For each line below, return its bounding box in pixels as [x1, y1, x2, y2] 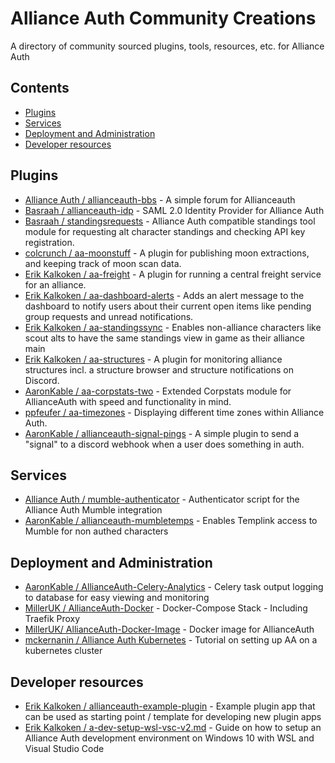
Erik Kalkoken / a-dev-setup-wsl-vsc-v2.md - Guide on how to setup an [24, 722, 322, 733]
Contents [10, 80, 70, 97]
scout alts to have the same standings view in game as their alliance [24, 332, 306, 344]
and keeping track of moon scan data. [24, 257, 182, 269]
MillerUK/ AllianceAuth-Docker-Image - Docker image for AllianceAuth [24, 623, 315, 636]
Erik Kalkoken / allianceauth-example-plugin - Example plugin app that [24, 700, 316, 712]
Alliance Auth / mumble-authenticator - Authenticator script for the [24, 493, 300, 506]
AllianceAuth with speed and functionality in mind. [24, 395, 232, 407]
